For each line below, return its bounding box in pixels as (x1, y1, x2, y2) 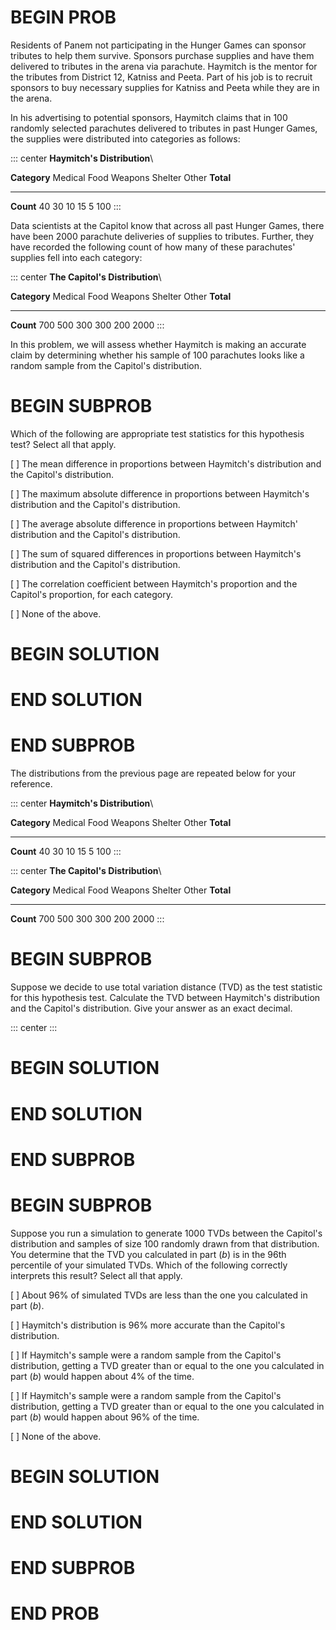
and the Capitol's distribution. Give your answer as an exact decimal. (10, 1002, 293, 1015)
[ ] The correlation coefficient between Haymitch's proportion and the (10, 577, 298, 590)
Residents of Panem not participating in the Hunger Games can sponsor (10, 39, 307, 51)
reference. (10, 778, 53, 790)
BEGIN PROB (10, 6, 117, 29)
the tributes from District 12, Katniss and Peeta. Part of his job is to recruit (10, 71, 313, 83)
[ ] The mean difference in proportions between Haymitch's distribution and (10, 457, 322, 470)
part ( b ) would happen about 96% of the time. (10, 1411, 200, 1423)
